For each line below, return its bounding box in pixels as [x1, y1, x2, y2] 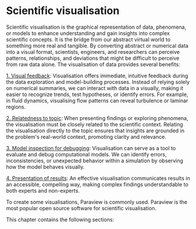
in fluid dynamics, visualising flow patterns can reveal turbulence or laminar [6, 97, 188, 104]
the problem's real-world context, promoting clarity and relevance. [6, 133, 167, 140]
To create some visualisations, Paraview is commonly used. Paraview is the [6, 198, 188, 206]
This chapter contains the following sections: [6, 216, 115, 223]
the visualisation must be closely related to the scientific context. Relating [6, 121, 183, 128]
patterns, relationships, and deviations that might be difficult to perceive [6, 54, 180, 61]
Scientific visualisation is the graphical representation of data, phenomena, [6, 23, 187, 30]
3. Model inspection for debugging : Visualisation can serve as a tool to [6, 145, 176, 152]
